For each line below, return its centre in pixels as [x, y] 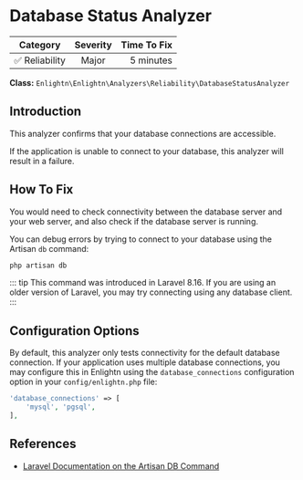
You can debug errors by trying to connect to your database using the [141, 239]
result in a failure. [42, 161]
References [43, 444]
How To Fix [42, 189]
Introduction [46, 112]
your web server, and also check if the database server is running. [134, 221]
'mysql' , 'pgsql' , [61, 407]
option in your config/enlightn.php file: [84, 382]
